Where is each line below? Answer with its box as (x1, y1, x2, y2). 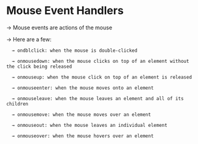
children (6, 101, 29, 107)
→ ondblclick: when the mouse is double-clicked (12, 47, 138, 54)
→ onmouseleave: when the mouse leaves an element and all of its (12, 95, 184, 101)
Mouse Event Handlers (6, 4, 124, 18)
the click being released (6, 63, 72, 70)
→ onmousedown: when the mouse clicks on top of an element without (12, 58, 189, 64)
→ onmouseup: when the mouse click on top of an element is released (12, 74, 192, 80)
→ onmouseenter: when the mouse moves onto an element (12, 85, 154, 91)
